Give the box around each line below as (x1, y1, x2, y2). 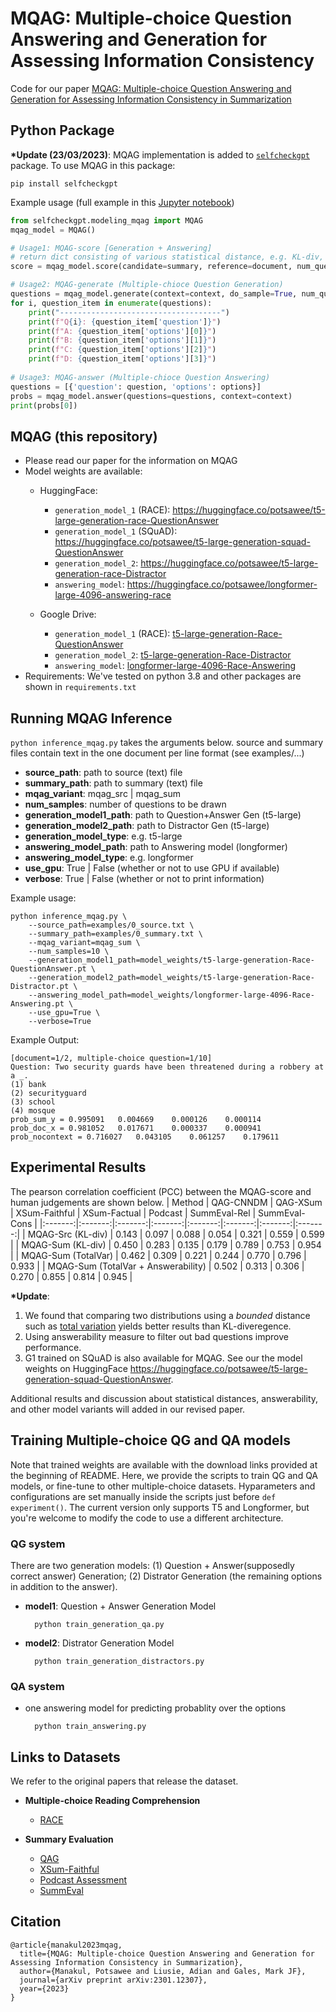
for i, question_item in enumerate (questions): (10, 298, 213, 308)
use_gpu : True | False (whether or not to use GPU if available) (24, 862, 280, 874)
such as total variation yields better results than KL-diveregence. (24, 1320, 292, 1332)
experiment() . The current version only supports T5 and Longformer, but (10, 1501, 310, 1513)
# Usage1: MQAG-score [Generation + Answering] (10, 243, 213, 253)
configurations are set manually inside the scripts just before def (10, 1490, 277, 1502)
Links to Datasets (10, 1748, 121, 1766)
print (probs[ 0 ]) (10, 400, 78, 411)
